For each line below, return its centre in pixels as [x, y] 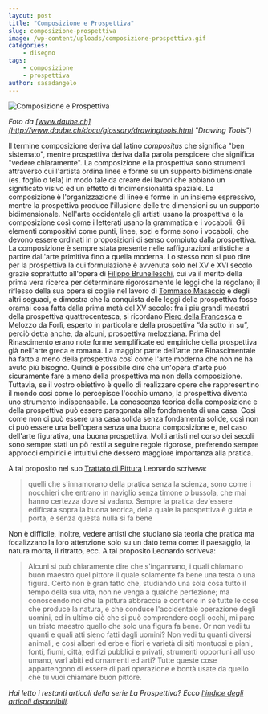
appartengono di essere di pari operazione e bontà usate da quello [138, 668]
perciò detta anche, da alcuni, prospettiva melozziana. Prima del [114, 333]
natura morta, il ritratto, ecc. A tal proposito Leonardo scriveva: [112, 550]
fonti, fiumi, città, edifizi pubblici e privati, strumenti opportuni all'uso [141, 651]
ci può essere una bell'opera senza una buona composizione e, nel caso [128, 427]
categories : [28, 46]
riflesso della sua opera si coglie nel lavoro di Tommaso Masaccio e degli [129, 291]
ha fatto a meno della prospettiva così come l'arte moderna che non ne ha [130, 359]
